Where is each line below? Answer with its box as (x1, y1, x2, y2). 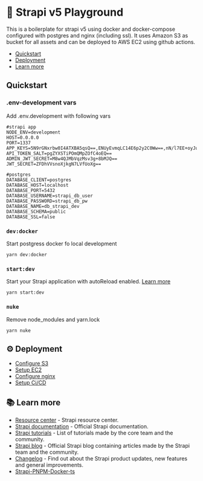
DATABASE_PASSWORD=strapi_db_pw (6, 198, 88, 204)
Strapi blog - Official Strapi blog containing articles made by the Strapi (14, 442, 190, 450)
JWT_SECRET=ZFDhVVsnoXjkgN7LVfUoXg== (6, 161, 101, 167)
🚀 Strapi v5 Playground (6, 5, 124, 19)
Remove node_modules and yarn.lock (6, 315, 100, 323)
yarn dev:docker (6, 251, 47, 257)
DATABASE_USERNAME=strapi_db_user (6, 193, 94, 199)
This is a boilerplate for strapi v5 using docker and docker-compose (6, 25, 175, 33)
